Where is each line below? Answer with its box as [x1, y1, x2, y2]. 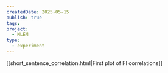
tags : [6, 20, 20, 26]
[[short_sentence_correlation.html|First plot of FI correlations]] [6, 59, 163, 67]
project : [6, 26, 29, 32]
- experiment [12, 43, 45, 49]
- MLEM [12, 32, 29, 38]
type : [6, 37, 20, 43]
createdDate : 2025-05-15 [6, 9, 69, 15]
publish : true [6, 15, 43, 21]
